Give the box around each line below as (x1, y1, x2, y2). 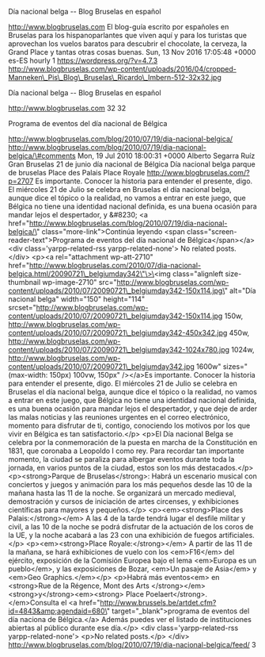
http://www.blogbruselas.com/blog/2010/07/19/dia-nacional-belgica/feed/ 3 (8, 640, 256, 649)
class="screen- (187, 227, 237, 236)
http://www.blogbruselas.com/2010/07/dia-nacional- (28, 261, 202, 270)
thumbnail (8, 278, 41, 286)
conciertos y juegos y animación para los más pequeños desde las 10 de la (8, 480, 252, 489)
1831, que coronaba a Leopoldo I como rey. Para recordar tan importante (8, 446, 244, 455)
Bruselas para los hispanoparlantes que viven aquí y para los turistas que (8, 31, 248, 40)
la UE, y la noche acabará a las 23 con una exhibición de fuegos (8, 531, 218, 540)
